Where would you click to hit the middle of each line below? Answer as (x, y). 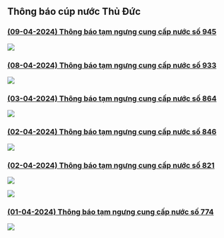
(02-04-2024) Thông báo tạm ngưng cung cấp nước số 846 (112, 132)
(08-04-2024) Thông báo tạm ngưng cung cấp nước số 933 (112, 65)
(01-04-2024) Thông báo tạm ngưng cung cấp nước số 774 (111, 212)
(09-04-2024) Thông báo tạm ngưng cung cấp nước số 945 (112, 32)
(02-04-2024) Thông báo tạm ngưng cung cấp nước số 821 (111, 165)
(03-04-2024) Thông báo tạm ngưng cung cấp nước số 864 (112, 98)
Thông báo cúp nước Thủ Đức (74, 12)
